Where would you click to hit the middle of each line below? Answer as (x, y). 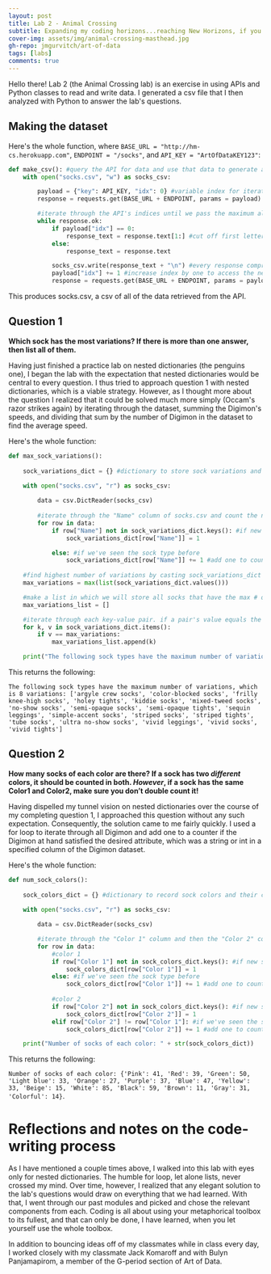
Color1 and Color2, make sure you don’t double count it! (104, 791)
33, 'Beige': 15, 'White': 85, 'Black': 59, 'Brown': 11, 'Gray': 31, (129, 1088)
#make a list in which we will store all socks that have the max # (140, 597)
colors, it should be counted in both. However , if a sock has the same (126, 782)
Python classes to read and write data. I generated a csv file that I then (126, 92)
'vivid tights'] (35, 729)
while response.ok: (70, 221)
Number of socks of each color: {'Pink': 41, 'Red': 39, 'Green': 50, (129, 1074)
